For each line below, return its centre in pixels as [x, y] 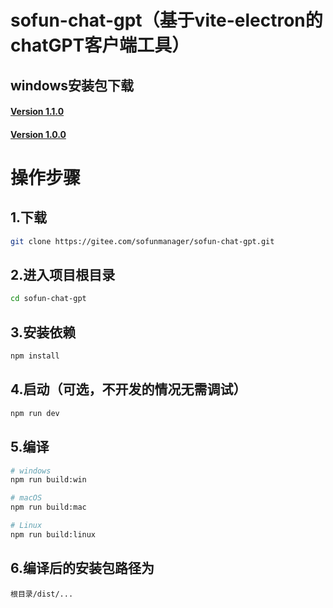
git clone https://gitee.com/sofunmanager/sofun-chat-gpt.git [142, 241]
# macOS [26, 498]
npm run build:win [48, 480]
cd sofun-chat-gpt [48, 299]
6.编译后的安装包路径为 [82, 568]
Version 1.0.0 [38, 134]
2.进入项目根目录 [63, 275]
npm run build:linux [53, 534]
